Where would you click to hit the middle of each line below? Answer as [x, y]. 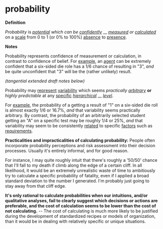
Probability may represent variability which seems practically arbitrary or [78, 90]
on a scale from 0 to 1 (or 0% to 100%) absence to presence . [66, 37]
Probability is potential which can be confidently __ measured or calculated [81, 32]
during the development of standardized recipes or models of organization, [80, 216]
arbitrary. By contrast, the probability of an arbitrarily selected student [75, 115]
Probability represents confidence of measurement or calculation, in [73, 56]
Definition [15, 22]
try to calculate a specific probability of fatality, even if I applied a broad [77, 175]
